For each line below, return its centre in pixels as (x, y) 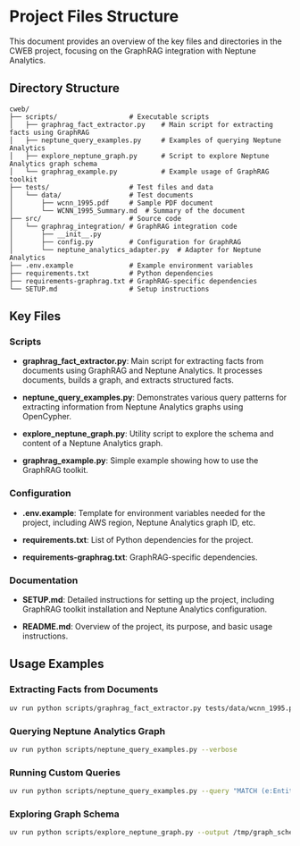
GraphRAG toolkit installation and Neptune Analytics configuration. (145, 609)
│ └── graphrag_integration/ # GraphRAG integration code (124, 226)
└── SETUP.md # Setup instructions (109, 289)
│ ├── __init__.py (55, 234)
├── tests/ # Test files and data (112, 187)
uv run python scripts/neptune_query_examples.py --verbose (124, 749)
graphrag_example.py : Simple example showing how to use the (140, 461)
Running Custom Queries (65, 773)
